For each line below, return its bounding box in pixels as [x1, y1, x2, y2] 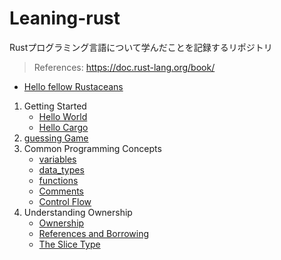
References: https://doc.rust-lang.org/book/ [33, 61, 216, 73]
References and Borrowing [38, 227, 150, 239]
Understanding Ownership [23, 206, 133, 218]
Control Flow [38, 195, 92, 207]
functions [38, 174, 79, 186]
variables [38, 153, 77, 165]
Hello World [38, 110, 88, 122]
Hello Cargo [38, 121, 89, 133]
